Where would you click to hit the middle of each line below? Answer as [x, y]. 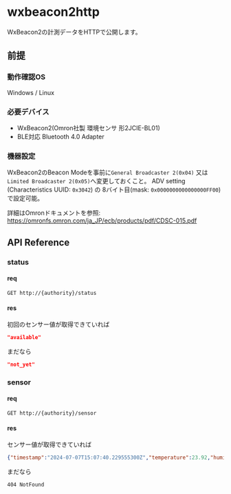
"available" [24, 337]
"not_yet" [21, 364]
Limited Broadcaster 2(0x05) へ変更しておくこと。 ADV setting [96, 181]
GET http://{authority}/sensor [52, 413]
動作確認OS [26, 77]
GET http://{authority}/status [52, 293]
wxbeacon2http [53, 12]
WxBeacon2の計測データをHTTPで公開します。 [74, 32]
